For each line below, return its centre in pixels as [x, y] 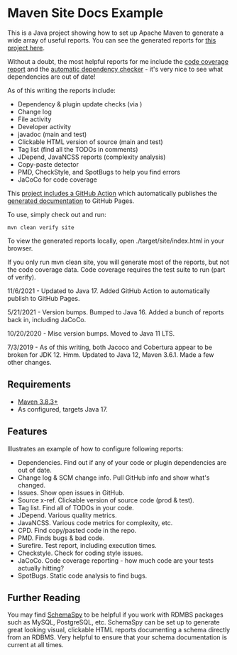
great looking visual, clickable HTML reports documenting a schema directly [119, 630]
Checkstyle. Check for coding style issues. [80, 553]
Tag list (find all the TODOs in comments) [78, 149]
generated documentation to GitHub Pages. [71, 201]
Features [27, 432]
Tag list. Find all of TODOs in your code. [76, 507]
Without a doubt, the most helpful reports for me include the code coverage [118, 61]
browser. [20, 248]
